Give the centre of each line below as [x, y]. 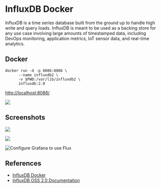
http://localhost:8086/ [27, 93]
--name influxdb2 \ [38, 75]
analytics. [15, 43]
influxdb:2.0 [32, 83]
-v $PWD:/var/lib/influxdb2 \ [49, 79]
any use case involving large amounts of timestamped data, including [76, 33]
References [23, 163]
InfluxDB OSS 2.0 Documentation [46, 181]
